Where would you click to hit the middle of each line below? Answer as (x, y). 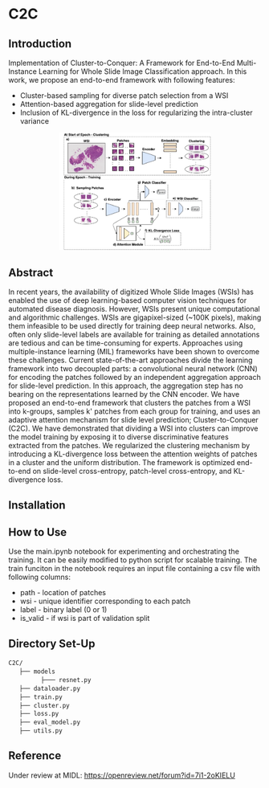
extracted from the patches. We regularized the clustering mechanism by (129, 446)
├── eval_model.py (50, 723)
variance (35, 121)
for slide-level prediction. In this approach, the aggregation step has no (126, 386)
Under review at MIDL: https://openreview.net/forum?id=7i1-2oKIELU (122, 775)
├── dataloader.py (50, 688)
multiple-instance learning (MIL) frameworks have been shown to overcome (134, 352)
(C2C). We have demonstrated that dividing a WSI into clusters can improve (133, 429)
